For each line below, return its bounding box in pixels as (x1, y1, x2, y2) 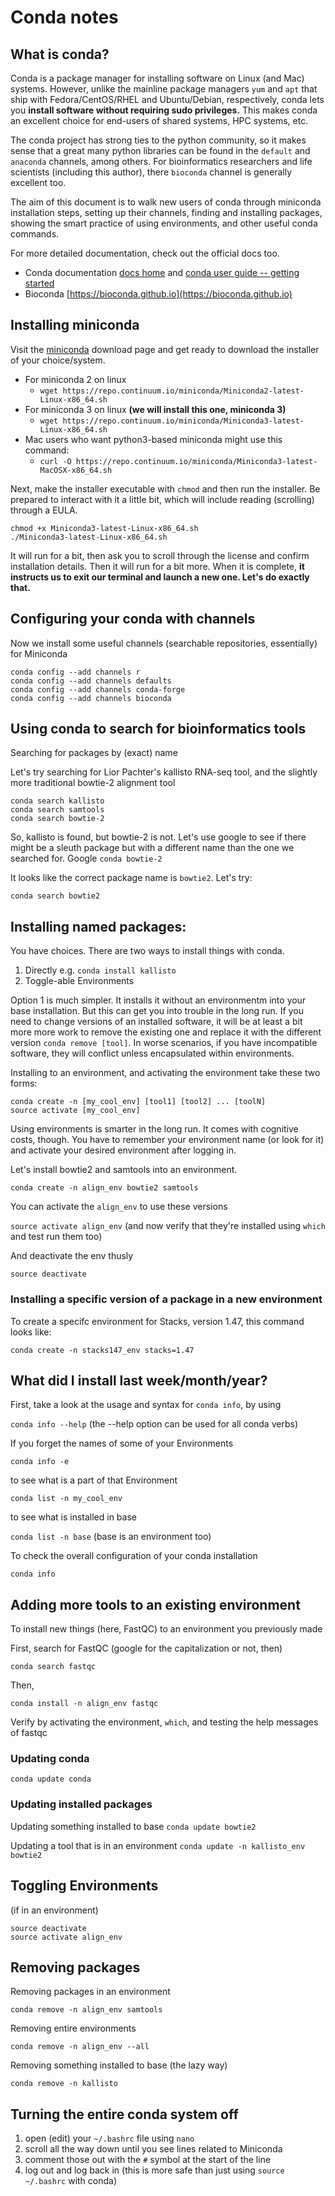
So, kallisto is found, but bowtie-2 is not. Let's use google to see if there (10, 831, 307, 843)
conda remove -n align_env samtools (10, 2005, 163, 2015)
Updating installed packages (10, 1797, 153, 1811)
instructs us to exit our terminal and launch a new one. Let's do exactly (10, 571, 310, 583)
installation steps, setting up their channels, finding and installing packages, (10, 207, 323, 218)
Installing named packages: (10, 918, 187, 935)
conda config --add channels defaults (10, 676, 172, 686)
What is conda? (10, 46, 110, 63)
